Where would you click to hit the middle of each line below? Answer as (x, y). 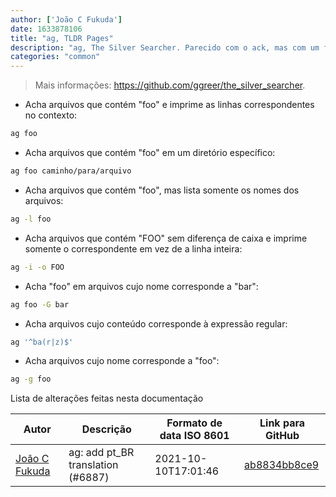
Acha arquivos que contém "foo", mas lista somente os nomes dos (162, 190)
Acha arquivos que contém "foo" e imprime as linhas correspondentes (169, 105)
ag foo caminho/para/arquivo (71, 171)
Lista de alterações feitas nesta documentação (107, 398)
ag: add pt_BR (101, 453)
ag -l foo (31, 219)
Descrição (106, 429)
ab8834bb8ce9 (282, 465)
